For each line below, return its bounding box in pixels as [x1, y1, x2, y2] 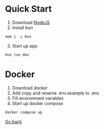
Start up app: [12, 43, 39, 49]
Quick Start [5, 3, 52, 15]
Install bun [12, 24, 33, 30]
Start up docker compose [12, 100, 63, 106]
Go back [5, 118, 22, 125]
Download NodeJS [12, 19, 50, 25]
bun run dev [5, 52, 29, 57]
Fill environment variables [12, 95, 64, 101]
